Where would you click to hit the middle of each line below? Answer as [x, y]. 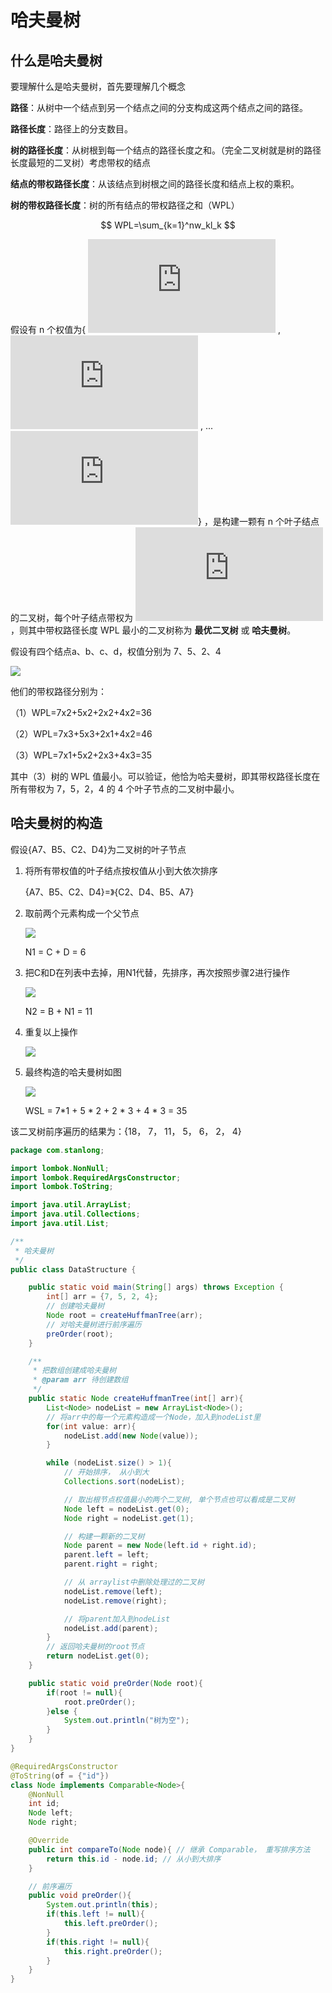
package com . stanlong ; [57, 1150]
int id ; [44, 1804]
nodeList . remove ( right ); [115, 1601]
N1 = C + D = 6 [55, 952]
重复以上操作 [51, 1032]
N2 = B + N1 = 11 [58, 1011]
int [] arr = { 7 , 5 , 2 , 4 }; [102, 1297]
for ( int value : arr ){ [91, 1426]
